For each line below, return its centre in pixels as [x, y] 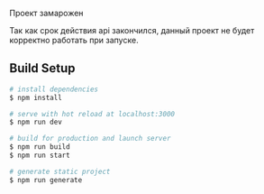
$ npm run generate [46, 180]
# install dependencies [54, 89]
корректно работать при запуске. [74, 40]
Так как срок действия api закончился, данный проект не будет [132, 30]
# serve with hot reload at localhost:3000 [92, 114]
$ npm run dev [36, 122]
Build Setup [42, 68]
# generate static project [60, 171]
